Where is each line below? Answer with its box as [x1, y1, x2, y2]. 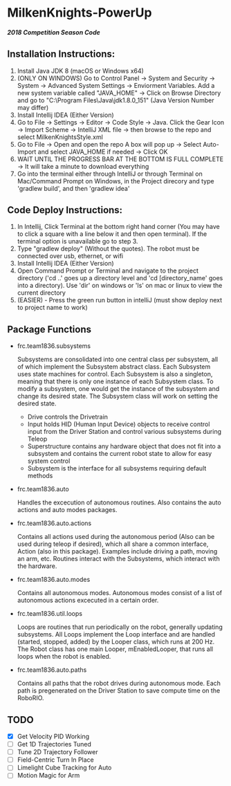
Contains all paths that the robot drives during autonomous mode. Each [17, 679, 221, 688]
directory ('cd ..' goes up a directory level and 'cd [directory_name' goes [17, 274, 223, 282]
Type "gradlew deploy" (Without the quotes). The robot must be [17, 244, 200, 253]
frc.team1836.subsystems [17, 342, 91, 350]
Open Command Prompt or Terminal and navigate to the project [17, 266, 198, 275]
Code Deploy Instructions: [7, 204, 123, 216]
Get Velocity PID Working [17, 732, 90, 741]
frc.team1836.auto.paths [17, 666, 87, 674]
